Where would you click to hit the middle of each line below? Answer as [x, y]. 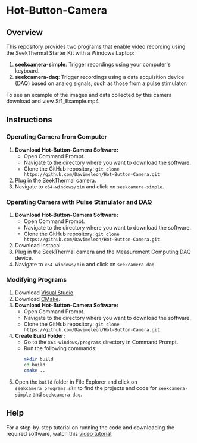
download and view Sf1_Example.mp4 [53, 101]
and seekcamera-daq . [57, 394]
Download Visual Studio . [45, 293]
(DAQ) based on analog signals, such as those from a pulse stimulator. [101, 83]
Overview [25, 32]
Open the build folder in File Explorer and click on [76, 382]
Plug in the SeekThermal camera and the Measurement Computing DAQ [103, 252]
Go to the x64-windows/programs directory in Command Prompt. [101, 342]
